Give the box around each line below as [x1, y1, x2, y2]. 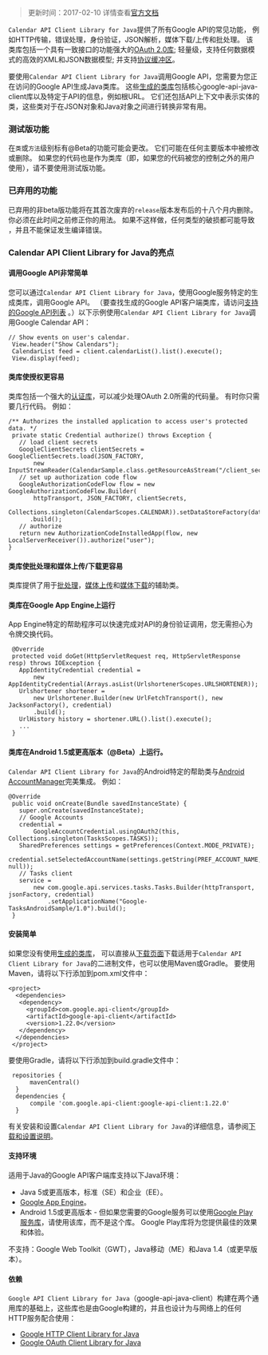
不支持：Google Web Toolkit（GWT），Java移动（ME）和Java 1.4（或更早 [8, 1244, 251, 1253]
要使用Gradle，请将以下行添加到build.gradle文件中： [8, 1055, 181, 1065]
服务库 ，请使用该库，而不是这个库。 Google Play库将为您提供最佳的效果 [19, 1217, 258, 1226]
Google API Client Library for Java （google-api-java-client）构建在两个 [8, 1293, 253, 1303]
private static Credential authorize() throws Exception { [11, 431, 213, 439]
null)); [8, 863, 34, 871]
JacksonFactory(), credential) [8, 701, 112, 710]
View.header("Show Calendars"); [11, 340, 120, 349]
